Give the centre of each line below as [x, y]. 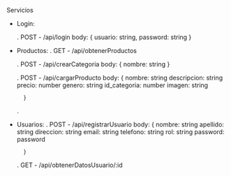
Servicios [20, 10]
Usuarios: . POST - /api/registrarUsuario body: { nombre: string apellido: [120, 124]
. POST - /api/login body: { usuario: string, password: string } [104, 37]
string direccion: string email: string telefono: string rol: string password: [120, 132]
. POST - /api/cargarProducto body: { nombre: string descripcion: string [120, 78]
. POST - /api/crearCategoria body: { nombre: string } [93, 64]
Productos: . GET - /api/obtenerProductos [77, 51]
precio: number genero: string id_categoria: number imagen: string [112, 85]
